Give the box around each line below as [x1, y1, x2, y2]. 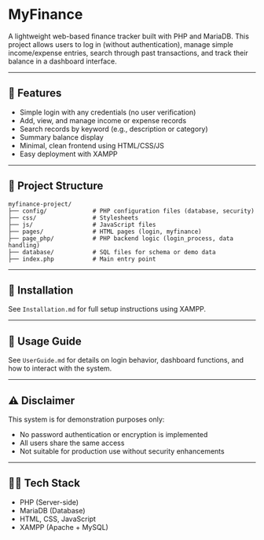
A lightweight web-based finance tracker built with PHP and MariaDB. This [8, 31, 250, 41]
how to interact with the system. [8, 363, 112, 374]
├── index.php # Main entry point [8, 255, 156, 263]
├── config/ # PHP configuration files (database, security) [8, 206, 255, 215]
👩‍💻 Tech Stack [8, 476, 81, 490]
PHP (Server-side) [19, 497, 79, 507]
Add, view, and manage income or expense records [19, 115, 187, 125]
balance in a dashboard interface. [8, 57, 117, 66]
